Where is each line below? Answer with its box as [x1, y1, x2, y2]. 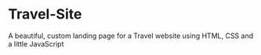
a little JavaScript [8, 39, 64, 48]
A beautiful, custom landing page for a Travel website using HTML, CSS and [8, 31, 253, 40]
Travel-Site [8, 5, 82, 23]
